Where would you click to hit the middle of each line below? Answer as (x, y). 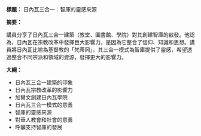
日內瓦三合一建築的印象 (44, 82)
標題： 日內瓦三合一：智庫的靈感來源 (51, 9)
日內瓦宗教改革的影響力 (44, 90)
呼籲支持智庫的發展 (39, 127)
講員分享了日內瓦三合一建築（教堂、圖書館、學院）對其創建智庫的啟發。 (95, 35)
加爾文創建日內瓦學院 (41, 97)
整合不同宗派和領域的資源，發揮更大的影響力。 (69, 57)
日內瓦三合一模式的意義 (44, 105)
